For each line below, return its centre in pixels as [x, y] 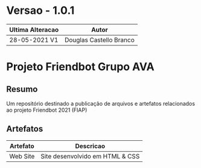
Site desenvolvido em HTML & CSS [90, 156]
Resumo [22, 89]
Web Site [22, 156]
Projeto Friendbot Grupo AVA [81, 67]
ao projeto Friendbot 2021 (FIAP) [47, 110]
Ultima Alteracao [34, 30]
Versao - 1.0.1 [40, 11]
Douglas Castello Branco [99, 40]
